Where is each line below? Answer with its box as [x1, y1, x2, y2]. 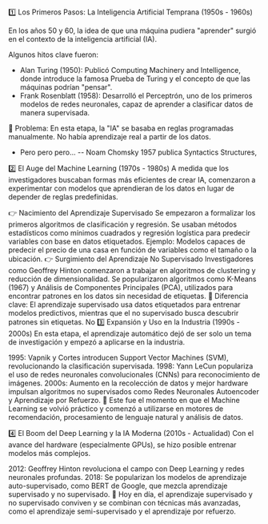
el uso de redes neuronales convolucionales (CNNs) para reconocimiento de [8, 370, 261, 379]
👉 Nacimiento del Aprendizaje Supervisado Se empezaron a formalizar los [8, 208, 256, 217]
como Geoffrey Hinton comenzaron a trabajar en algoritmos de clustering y [8, 266, 256, 275]
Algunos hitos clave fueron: [8, 50, 98, 59]
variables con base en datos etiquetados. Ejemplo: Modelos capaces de [8, 236, 246, 246]
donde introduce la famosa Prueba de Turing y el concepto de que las [19, 74, 250, 83]
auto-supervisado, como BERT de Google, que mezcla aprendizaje [8, 481, 228, 490]
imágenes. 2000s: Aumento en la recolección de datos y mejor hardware [8, 378, 249, 388]
